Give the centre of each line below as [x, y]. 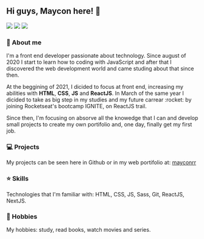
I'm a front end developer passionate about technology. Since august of [97, 56]
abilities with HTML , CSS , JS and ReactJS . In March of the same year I [95, 93]
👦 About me [24, 42]
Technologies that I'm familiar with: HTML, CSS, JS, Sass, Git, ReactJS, [95, 194]
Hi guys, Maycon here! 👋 [54, 11]
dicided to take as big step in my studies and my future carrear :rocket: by [99, 100]
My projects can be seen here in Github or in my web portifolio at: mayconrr [101, 162]
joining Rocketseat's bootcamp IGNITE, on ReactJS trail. [77, 106]
